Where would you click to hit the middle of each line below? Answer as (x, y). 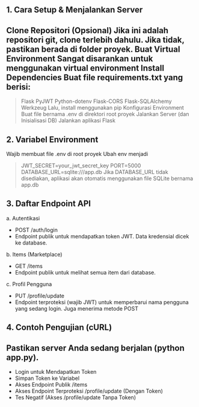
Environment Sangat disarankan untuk (80, 59)
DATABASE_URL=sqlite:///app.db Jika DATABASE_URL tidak (94, 172)
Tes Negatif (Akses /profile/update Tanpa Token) (75, 397)
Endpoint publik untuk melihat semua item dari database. (85, 272)
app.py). (23, 357)
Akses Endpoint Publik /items (51, 385)
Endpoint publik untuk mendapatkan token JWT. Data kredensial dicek (102, 236)
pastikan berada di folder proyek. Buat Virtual (93, 49)
